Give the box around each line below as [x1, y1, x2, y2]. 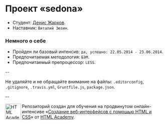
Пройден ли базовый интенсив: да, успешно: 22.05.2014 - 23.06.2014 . [12, 48, 163, 55]
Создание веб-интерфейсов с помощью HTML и [48, 108, 152, 115]
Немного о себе [5, 37, 46, 44]
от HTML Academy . [34, 114, 75, 120]
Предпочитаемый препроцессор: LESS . [12, 59, 96, 65]
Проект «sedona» [5, 3, 83, 14]
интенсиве [22, 108, 45, 115]
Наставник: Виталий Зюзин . [12, 24, 69, 30]
